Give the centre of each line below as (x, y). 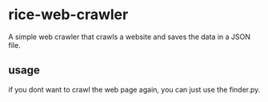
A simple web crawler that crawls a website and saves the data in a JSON (129, 37)
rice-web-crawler (68, 15)
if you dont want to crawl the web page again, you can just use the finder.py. (134, 89)
